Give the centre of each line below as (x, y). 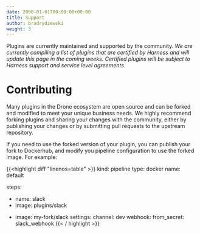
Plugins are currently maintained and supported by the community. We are (100, 46)
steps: (14, 187)
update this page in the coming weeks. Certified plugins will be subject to (98, 59)
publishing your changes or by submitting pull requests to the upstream (96, 126)
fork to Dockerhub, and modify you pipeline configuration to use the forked (100, 151)
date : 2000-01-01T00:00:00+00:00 (49, 12)
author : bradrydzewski (35, 23)
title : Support (26, 18)
